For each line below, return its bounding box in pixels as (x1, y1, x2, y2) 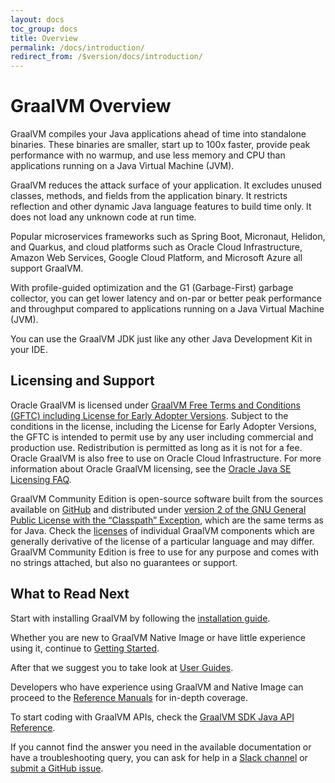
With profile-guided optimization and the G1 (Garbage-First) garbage (10, 282, 294, 294)
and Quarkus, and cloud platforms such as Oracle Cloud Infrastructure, (10, 241, 303, 253)
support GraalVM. (10, 262, 84, 275)
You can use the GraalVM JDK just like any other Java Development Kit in (10, 333, 313, 345)
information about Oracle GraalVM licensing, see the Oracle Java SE (10, 462, 292, 475)
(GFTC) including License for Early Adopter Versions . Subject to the (10, 409, 289, 421)
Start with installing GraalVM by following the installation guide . (10, 612, 271, 624)
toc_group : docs (10, 24, 78, 34)
